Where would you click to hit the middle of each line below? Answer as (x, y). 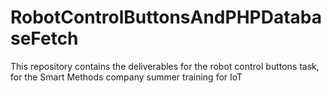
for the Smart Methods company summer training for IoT (126, 77)
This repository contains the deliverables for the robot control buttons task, (165, 66)
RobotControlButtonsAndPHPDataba (166, 17)
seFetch (44, 38)
